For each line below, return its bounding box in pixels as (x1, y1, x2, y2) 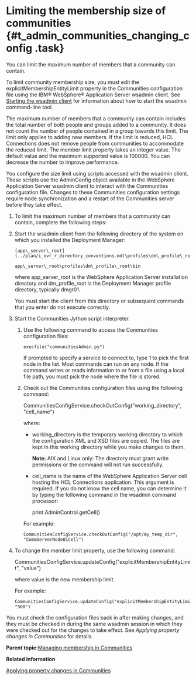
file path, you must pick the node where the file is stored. (23, 373, 161, 380)
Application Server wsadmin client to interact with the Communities (6, 182, 169, 189)
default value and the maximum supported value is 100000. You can (6, 152, 170, 159)
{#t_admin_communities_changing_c (6, 29, 190, 42)
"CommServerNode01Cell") (23, 536, 84, 543)
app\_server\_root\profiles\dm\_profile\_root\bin (14, 263, 141, 269)
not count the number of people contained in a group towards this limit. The (6, 127, 188, 134)
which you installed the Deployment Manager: (14, 236, 126, 243)
